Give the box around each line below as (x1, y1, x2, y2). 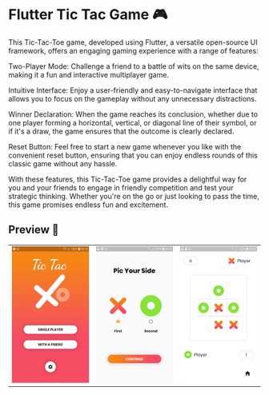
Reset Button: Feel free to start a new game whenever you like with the (8, 142, 242, 151)
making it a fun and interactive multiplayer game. (8, 70, 170, 79)
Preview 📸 (8, 223, 59, 237)
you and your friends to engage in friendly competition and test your (8, 182, 234, 192)
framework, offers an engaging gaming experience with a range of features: (8, 46, 259, 55)
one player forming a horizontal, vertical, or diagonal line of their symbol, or (8, 118, 258, 127)
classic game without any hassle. (8, 158, 118, 168)
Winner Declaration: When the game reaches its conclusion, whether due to (8, 109, 259, 119)
